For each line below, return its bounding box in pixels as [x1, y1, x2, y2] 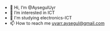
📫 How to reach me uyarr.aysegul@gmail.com [9, 20, 105, 26]
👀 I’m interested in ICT [9, 10, 55, 15]
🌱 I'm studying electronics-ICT [9, 15, 73, 20]
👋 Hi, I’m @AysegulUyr [9, 5, 56, 10]
